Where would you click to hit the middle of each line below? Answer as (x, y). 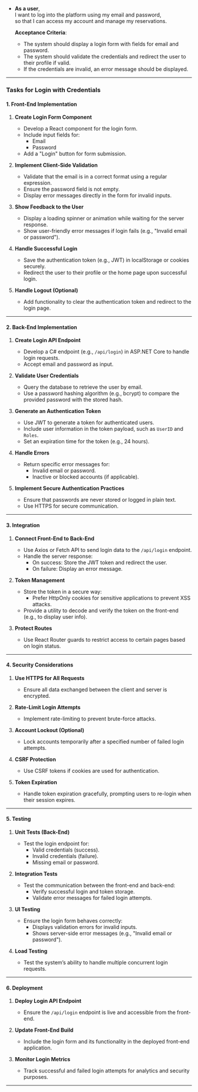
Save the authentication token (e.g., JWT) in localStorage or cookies (106, 260)
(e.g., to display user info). (55, 616)
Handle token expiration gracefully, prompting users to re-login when (107, 794)
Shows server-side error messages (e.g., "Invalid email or (102, 933)
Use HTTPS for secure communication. (71, 506)
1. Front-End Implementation (42, 104)
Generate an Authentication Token (58, 411)
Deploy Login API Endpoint (48, 1001)
